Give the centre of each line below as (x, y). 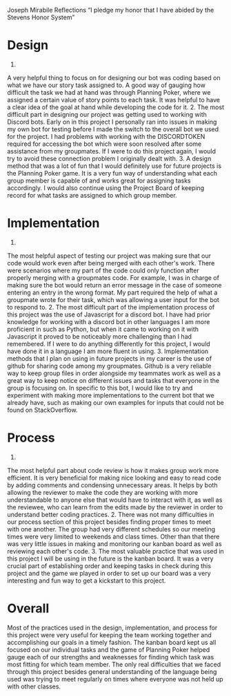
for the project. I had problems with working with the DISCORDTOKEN (106, 136)
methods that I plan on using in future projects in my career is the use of (110, 358)
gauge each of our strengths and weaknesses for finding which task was (111, 657)
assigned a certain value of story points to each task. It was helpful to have (114, 100)
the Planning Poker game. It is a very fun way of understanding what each (112, 173)
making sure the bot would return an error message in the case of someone (114, 285)
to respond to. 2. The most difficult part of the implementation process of (111, 307)
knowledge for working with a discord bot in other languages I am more (109, 321)
